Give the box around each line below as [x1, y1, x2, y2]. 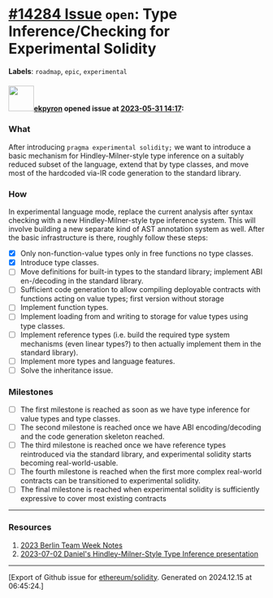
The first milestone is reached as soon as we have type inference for [19, 404, 250, 414]
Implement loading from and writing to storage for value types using [19, 312, 249, 321]
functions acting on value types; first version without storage [19, 294, 225, 303]
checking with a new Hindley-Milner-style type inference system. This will [8, 216, 256, 225]
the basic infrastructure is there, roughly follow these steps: [8, 233, 209, 242]
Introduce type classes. [19, 258, 99, 268]
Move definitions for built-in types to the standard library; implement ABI [19, 267, 262, 277]
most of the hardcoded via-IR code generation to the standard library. [8, 168, 241, 177]
